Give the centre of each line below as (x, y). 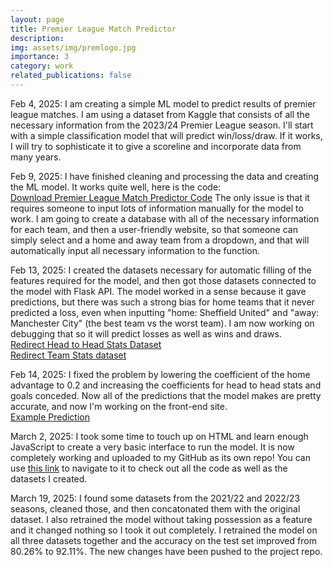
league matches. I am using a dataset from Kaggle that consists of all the (160, 114)
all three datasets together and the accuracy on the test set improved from (163, 540)
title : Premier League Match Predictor (93, 29)
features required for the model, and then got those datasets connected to (163, 280)
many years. (36, 157)
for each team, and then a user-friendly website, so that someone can (154, 229)
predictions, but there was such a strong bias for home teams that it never (162, 302)
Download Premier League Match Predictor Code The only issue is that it (160, 197)
